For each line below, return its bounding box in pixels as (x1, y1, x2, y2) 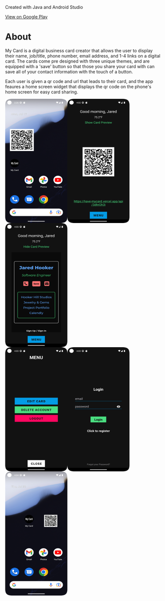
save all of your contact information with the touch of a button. (5, 69, 133, 75)
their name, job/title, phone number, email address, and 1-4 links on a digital (5, 53, 161, 59)
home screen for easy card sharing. (5, 89, 79, 95)
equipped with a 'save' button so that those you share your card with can (5, 63, 155, 69)
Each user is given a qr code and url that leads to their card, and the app (5, 78, 153, 84)
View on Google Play (5, 14, 48, 19)
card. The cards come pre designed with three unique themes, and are (5, 58, 150, 64)
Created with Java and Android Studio (5, 4, 83, 10)
